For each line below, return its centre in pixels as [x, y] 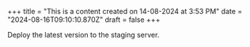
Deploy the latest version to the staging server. [83, 35]
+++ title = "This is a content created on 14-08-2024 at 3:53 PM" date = [125, 11]
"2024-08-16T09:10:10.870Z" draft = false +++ [84, 20]
